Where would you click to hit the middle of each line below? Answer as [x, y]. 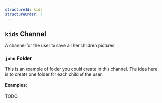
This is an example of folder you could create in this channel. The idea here [81, 69]
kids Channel [26, 34]
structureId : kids [24, 10]
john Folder [19, 58]
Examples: [16, 85]
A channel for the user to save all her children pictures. [61, 46]
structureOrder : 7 [24, 14]
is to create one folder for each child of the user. [54, 74]
